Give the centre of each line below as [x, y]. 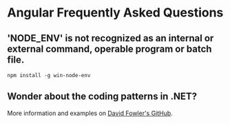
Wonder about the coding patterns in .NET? [102, 97]
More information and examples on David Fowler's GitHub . [90, 113]
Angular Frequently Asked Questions [115, 13]
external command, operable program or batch [109, 49]
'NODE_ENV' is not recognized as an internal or [111, 38]
